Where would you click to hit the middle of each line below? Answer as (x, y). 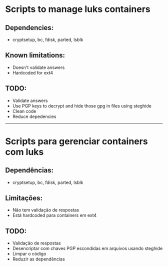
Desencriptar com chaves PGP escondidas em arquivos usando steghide (87, 248)
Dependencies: (29, 28)
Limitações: (24, 198)
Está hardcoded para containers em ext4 (54, 215)
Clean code (24, 111)
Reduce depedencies (34, 116)
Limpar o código (29, 254)
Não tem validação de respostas (46, 210)
